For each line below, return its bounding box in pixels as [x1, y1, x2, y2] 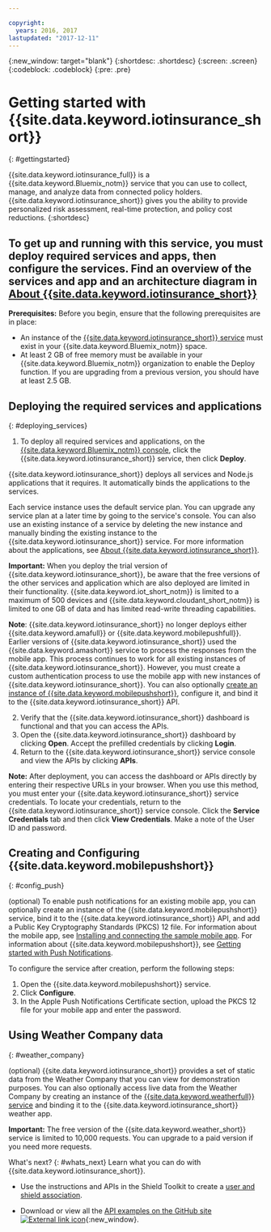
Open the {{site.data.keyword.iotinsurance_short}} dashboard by [19, 729, 236, 739]
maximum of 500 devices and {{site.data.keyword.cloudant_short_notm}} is [8, 595, 260, 605]
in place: [8, 317, 37, 327]
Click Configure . [19, 988, 76, 997]
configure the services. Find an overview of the [8, 261, 252, 275]
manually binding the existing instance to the [8, 528, 158, 537]
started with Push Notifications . [8, 948, 113, 958]
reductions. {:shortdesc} [8, 213, 90, 223]
